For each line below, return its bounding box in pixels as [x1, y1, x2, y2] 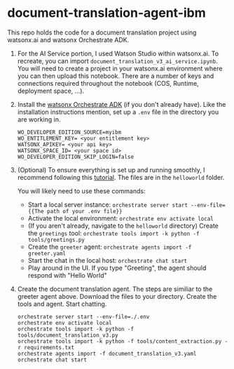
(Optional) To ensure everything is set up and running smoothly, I [17, 165, 205, 174]
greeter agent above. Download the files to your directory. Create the [17, 292, 217, 300]
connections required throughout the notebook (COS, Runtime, [17, 79, 199, 87]
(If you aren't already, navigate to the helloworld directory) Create [27, 221, 219, 230]
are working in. [17, 115, 61, 124]
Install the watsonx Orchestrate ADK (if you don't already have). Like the [17, 100, 226, 108]
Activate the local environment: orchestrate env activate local [27, 214, 214, 222]
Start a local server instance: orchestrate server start [27, 200, 188, 209]
